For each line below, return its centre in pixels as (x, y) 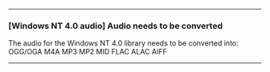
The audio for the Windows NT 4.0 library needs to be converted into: (123, 43)
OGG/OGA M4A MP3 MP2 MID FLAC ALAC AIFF (88, 52)
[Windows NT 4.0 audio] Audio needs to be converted (116, 26)
